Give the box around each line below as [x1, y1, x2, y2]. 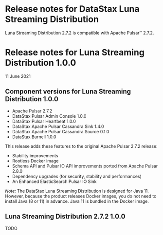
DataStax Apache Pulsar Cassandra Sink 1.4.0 [12, 123, 104, 129]
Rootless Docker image [12, 158, 59, 163]
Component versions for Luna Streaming [5, 88, 131, 96]
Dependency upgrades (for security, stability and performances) [12, 173, 142, 179]
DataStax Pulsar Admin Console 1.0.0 [12, 113, 87, 119]
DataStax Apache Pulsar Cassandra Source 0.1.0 [12, 128, 109, 134]
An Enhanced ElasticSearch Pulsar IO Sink [12, 179, 97, 184]
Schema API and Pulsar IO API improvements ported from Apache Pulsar [12, 163, 158, 169]
